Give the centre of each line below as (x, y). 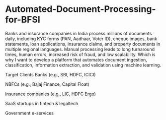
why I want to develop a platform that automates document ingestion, (76, 60)
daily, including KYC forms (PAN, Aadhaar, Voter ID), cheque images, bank (81, 39)
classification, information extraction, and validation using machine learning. (83, 65)
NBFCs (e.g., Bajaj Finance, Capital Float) (47, 84)
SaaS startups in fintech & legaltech (42, 103)
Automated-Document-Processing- (81, 9)
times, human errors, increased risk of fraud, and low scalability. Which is (80, 54)
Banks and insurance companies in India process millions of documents (79, 33)
